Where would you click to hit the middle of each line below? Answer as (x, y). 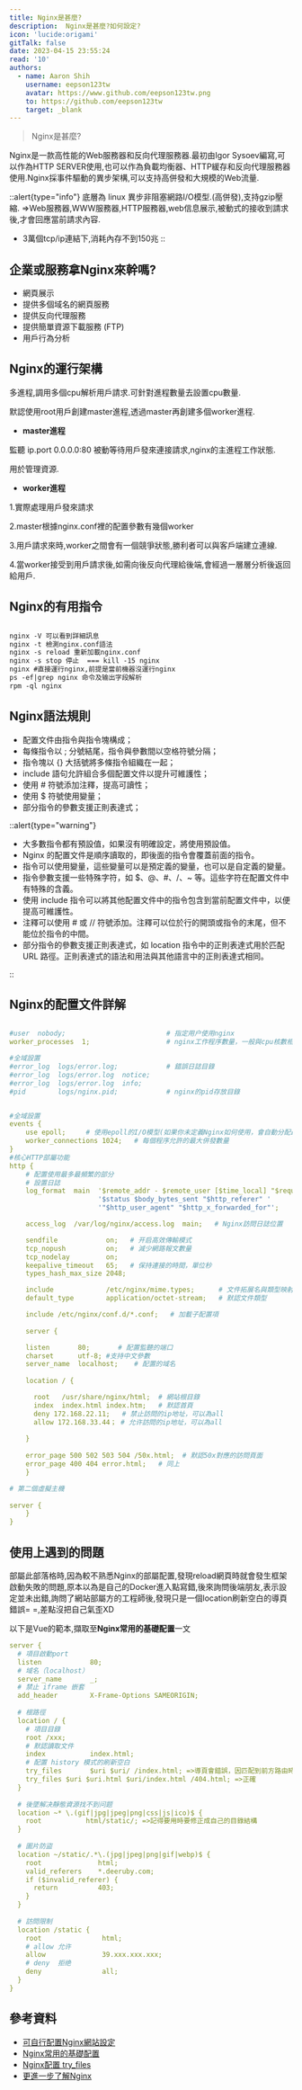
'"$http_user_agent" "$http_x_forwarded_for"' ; (188, 1208)
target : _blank (54, 110)
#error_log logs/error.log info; (76, 1083)
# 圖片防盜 (35, 1846)
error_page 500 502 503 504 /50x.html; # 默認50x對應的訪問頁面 (144, 1456)
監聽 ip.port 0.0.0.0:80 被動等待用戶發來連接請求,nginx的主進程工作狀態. (142, 450)
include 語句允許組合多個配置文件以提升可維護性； (115, 773)
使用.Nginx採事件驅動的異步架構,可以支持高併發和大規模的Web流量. (134, 178)
